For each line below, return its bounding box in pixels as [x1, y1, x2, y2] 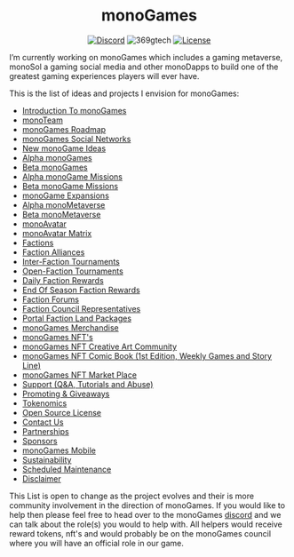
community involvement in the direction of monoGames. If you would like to [9, 499, 286, 511]
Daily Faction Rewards [21, 275, 104, 285]
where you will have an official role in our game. [9, 537, 184, 548]
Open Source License [21, 407, 102, 418]
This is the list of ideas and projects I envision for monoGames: [9, 88, 240, 99]
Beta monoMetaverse [21, 209, 101, 219]
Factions [21, 237, 54, 248]
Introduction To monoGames [21, 105, 127, 115]
